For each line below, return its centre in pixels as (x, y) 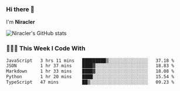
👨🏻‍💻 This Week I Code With (46, 48)
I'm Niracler (21, 22)
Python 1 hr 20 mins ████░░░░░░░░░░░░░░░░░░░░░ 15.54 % (90, 77)
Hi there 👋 (21, 9)
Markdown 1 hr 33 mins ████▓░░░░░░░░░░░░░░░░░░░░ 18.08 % (90, 71)
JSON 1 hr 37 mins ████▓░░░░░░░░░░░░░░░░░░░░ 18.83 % (90, 66)
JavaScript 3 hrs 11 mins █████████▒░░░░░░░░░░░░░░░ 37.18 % (90, 61)
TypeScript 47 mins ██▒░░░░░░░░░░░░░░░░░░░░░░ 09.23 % (90, 82)
